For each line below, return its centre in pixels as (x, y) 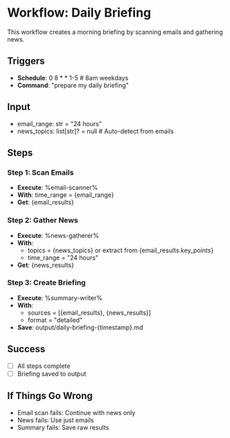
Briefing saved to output (52, 374)
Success (26, 349)
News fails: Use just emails (55, 420)
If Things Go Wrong (50, 396)
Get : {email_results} (45, 202)
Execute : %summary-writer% (60, 298)
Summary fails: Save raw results (63, 427)
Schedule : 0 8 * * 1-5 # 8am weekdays (73, 78)
